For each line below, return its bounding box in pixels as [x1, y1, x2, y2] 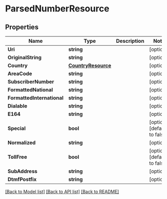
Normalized [7, 139, 36, 146]
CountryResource [68, 62, 111, 69]
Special [7, 125, 26, 132]
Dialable [7, 102, 27, 109]
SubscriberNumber [7, 78, 55, 85]
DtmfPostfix [7, 176, 37, 183]
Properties [5, 23, 39, 31]
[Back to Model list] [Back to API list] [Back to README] [5, 189, 119, 195]
